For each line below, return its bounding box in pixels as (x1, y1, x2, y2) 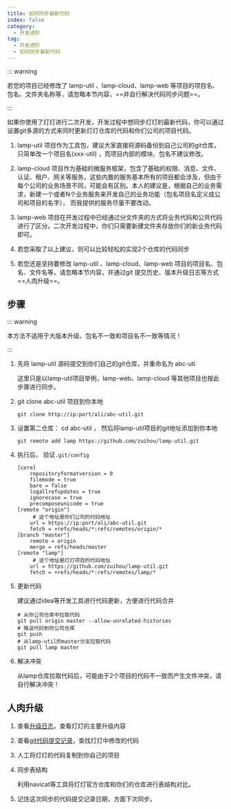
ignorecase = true (30, 494, 82, 501)
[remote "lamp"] (16, 549, 64, 556)
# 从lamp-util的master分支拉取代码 (16, 638, 111, 645)
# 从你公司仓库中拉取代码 (16, 611, 80, 618)
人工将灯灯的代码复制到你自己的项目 (16, 751, 120, 759)
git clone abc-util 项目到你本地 (16, 397, 103, 405)
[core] (16, 464, 36, 471)
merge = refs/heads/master (30, 543, 107, 550)
